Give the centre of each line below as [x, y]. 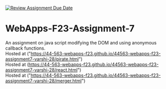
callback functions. [25, 48]
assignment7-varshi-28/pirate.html [42, 59]
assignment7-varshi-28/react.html [42, 70]
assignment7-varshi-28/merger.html [44, 81]
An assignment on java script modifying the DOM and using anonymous [81, 42]
